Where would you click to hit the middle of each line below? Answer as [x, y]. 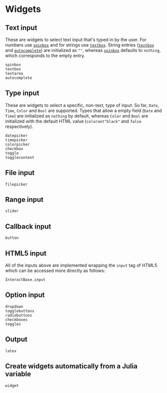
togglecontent [20, 157]
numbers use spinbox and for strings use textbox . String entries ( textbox [80, 45]
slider [12, 211]
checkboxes [16, 319]
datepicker [16, 135]
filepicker [16, 184]
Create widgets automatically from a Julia [72, 366]
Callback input [28, 226]
